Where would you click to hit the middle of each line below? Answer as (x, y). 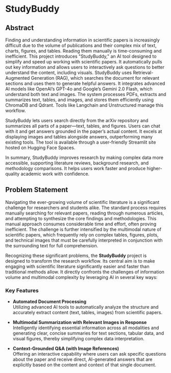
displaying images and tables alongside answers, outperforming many (79, 137)
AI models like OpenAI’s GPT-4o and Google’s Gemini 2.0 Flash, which (79, 89)
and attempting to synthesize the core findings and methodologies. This (81, 218)
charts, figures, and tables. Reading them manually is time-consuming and (83, 51)
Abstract (20, 28)
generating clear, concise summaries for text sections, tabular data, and (88, 333)
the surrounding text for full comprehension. (52, 245)
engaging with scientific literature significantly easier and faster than (77, 266)
